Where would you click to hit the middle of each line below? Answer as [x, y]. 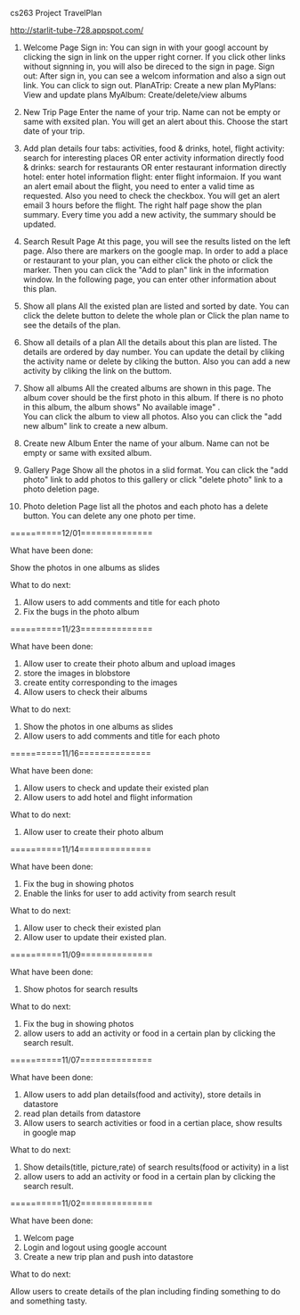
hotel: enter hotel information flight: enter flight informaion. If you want [152, 177]
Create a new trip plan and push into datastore [108, 1257]
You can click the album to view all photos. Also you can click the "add [153, 417]
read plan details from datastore [82, 1113]
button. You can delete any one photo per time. [109, 516]
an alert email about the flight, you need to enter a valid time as [138, 186]
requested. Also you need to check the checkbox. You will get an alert [151, 196]
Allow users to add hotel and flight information [108, 797]
